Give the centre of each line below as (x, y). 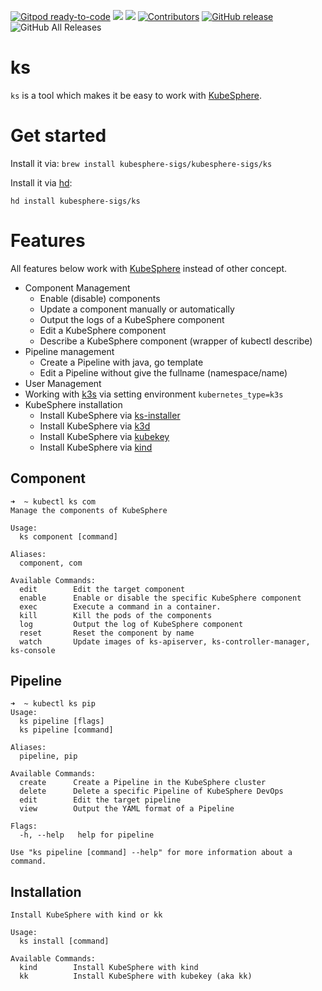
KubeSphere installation (73, 404)
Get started (58, 136)
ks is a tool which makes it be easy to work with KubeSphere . (136, 95)
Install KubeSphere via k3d (95, 426)
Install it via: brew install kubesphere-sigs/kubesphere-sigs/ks (141, 163)
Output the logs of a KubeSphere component (132, 319)
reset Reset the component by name (107, 633)
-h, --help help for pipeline (87, 835)
